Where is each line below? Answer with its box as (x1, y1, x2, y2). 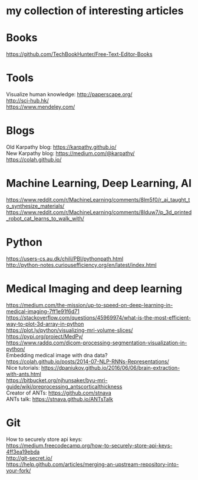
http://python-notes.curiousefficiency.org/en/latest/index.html (6, 261, 157, 268)
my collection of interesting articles (6, 4, 184, 18)
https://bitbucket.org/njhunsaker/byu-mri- (6, 376, 108, 384)
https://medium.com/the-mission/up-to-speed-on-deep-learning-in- (6, 301, 173, 308)
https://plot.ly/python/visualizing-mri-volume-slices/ (6, 326, 133, 334)
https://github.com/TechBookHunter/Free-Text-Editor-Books (6, 51, 153, 58)
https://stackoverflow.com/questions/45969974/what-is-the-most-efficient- (6, 314, 192, 321)
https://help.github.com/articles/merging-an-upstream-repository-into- (6, 461, 179, 468)
